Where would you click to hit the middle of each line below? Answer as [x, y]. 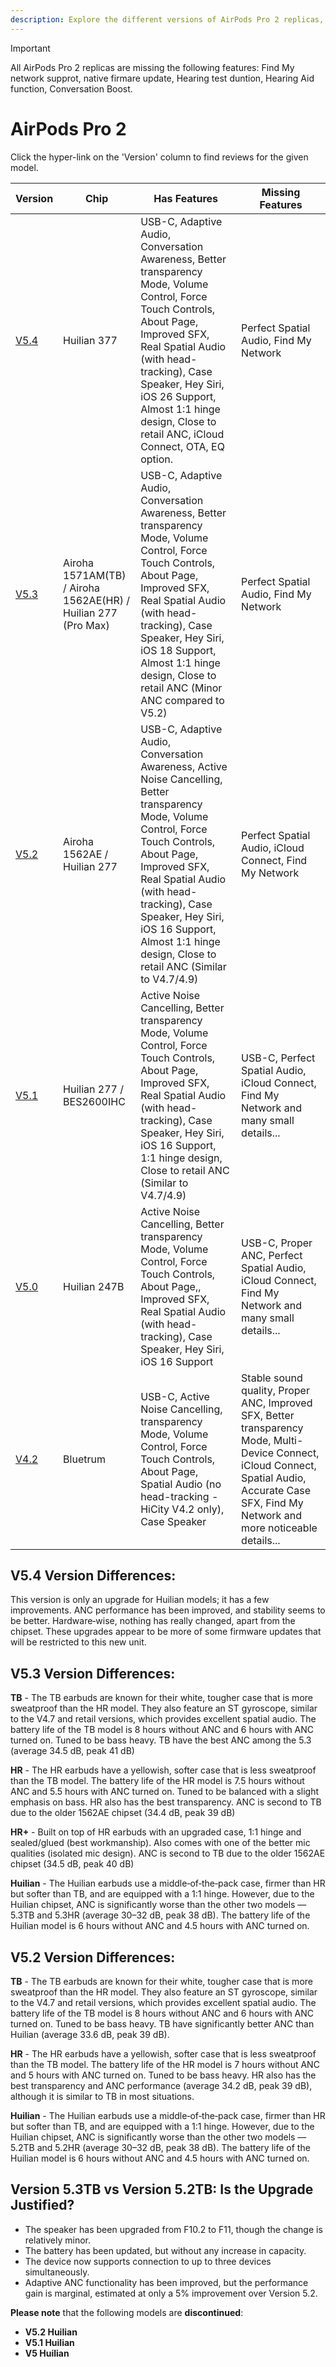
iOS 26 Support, [178, 396]
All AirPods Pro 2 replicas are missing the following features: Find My [152, 67]
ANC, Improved [277, 1403]
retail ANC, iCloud [182, 434]
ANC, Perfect [272, 1255]
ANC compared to [182, 700]
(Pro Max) [86, 625]
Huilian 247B [94, 1286]
